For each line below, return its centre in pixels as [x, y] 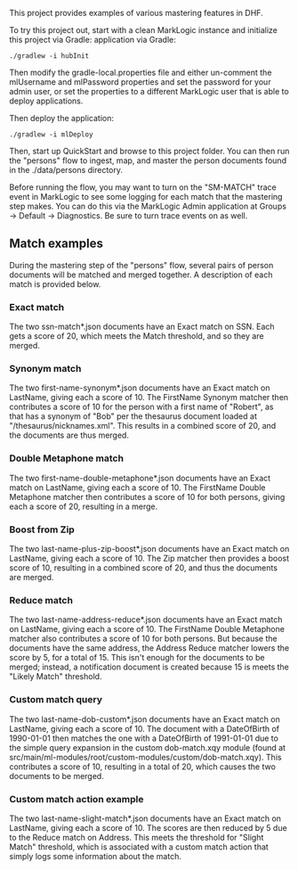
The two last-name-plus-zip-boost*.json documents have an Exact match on [149, 549]
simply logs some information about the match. [96, 856]
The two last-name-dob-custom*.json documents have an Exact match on [145, 719]
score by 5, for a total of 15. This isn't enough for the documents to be [137, 658]
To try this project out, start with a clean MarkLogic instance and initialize [143, 30]
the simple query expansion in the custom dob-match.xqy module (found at [148, 747]
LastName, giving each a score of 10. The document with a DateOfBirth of [145, 728]
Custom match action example [77, 799]
